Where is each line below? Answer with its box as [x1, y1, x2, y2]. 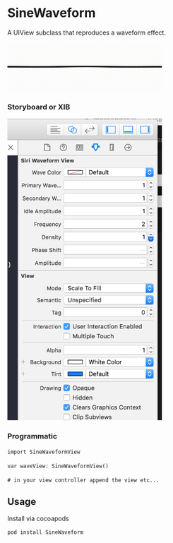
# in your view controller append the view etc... [7, 477, 160, 484]
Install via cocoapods [7, 514, 69, 523]
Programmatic [7, 431, 58, 441]
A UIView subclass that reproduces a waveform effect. [7, 28, 166, 37]
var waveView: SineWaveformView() [7, 463, 109, 470]
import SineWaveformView [7, 448, 80, 455]
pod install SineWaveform [7, 529, 83, 536]
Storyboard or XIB [7, 102, 71, 112]
